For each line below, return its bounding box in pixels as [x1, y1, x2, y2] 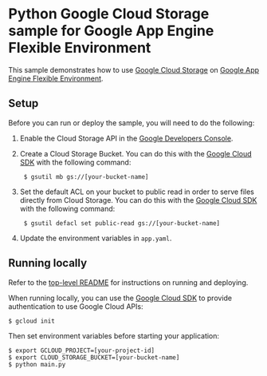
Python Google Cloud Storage [8, 5, 210, 23]
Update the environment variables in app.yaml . [19, 233, 172, 243]
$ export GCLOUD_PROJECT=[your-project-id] [8, 346, 155, 354]
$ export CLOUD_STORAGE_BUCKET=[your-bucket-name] [8, 353, 180, 362]
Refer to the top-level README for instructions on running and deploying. [8, 277, 249, 287]
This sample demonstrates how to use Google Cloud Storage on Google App [8, 65, 260, 74]
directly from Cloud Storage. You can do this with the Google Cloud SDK [19, 195, 257, 204]
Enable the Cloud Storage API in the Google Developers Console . [19, 133, 234, 143]
